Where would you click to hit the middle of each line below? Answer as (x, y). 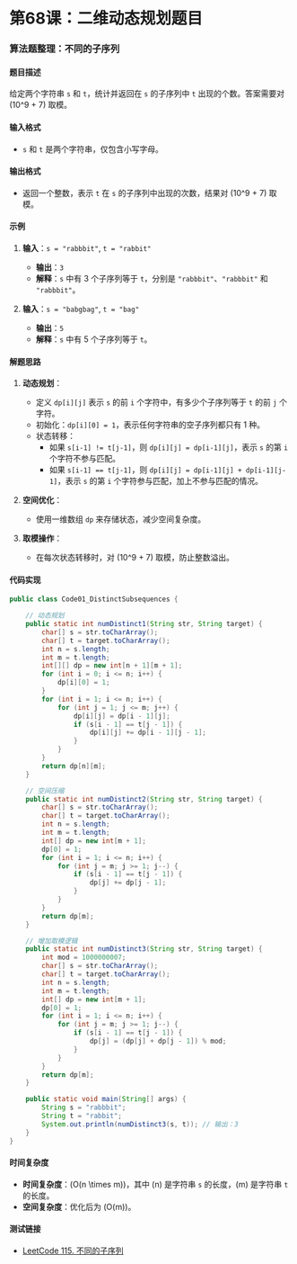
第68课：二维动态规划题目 (106, 18)
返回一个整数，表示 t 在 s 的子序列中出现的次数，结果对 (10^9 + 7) (144, 193)
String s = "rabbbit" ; (84, 1107)
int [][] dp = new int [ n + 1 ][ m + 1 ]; (112, 666)
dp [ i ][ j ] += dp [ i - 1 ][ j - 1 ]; (148, 733)
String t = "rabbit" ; (82, 1116)
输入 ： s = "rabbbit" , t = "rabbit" (87, 247)
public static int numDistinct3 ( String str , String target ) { (144, 949)
